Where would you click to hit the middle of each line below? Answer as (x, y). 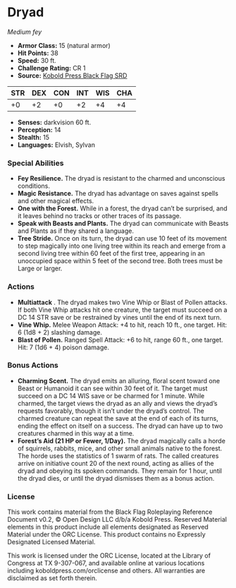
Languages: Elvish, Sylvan (56, 145)
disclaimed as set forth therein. (52, 578)
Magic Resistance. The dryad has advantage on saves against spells (118, 193)
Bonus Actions (33, 366)
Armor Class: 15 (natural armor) (64, 45)
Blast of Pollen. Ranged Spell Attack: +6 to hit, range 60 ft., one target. (120, 340)
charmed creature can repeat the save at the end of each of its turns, (118, 418)
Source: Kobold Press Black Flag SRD (72, 76)
